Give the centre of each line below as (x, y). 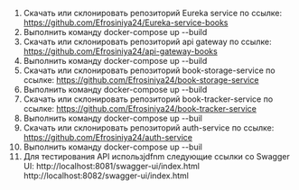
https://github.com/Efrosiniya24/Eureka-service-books (126, 23)
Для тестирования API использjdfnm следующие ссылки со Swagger (156, 156)
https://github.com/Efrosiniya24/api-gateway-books (120, 51)
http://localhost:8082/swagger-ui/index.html (106, 176)
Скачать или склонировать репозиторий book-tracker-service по (148, 99)
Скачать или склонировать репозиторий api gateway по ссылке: (147, 41)
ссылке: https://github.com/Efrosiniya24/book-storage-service (141, 80)
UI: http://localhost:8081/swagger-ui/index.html (112, 166)
